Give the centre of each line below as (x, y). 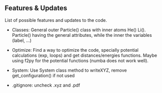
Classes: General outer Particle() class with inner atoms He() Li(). (79, 30)
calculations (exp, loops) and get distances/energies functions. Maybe (84, 55)
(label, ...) (22, 40)
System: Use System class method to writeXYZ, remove (69, 70)
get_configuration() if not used (43, 75)
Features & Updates (36, 8)
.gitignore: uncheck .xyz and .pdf (46, 85)
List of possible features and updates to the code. (56, 20)
